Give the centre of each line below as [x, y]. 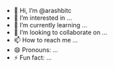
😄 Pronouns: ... [36, 50]
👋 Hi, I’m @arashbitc [42, 11]
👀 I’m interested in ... [43, 18]
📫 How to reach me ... [46, 40]
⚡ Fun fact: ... [32, 57]
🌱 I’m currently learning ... [50, 25]
